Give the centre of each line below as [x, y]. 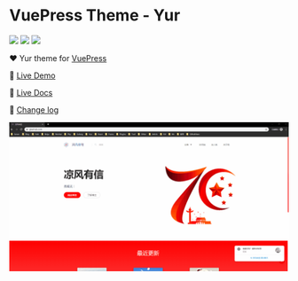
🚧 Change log [34, 109]
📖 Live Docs [31, 92]
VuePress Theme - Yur [95, 16]
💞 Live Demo [32, 75]
